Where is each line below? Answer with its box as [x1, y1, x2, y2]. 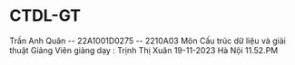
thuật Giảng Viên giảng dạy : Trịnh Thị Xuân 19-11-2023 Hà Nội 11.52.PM [9, 44, 279, 55]
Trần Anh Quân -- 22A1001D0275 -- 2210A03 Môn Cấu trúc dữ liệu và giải [9, 35, 286, 46]
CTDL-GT [9, 5, 82, 26]
